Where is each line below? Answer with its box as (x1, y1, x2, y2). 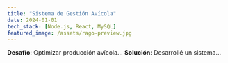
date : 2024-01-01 (7, 17, 58, 24)
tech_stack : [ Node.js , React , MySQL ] (7, 23, 117, 30)
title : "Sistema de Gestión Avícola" (7, 10, 117, 17)
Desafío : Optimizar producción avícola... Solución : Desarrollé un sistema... (7, 48, 222, 57)
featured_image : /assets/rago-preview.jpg (7, 29, 132, 37)
